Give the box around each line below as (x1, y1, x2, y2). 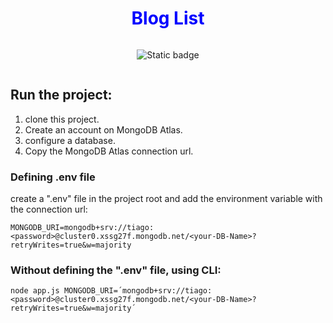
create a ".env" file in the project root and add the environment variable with (10, 193, 323, 205)
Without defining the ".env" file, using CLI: (10, 263, 222, 277)
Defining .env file (10, 170, 96, 184)
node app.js (10, 286, 60, 296)
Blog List (131, 7, 205, 30)
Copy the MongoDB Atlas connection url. (24, 145, 194, 157)
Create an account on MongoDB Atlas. (24, 123, 183, 136)
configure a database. (24, 134, 116, 146)
